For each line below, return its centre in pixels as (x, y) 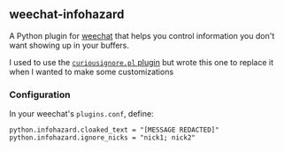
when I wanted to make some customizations (92, 72)
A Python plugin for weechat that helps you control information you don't (142, 35)
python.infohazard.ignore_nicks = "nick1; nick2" (103, 138)
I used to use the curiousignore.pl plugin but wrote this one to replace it (142, 62)
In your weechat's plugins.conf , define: (81, 114)
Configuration (40, 94)
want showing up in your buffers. (69, 45)
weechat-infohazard (67, 15)
